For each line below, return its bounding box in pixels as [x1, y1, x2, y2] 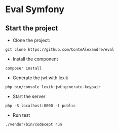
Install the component [12, 56, 58, 62]
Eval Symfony [5, 4, 65, 15]
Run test [12, 112, 30, 118]
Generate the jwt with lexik [12, 75, 68, 81]
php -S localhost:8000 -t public [5, 103, 76, 108]
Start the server [12, 93, 46, 100]
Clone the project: [12, 37, 51, 43]
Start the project [5, 24, 58, 32]
